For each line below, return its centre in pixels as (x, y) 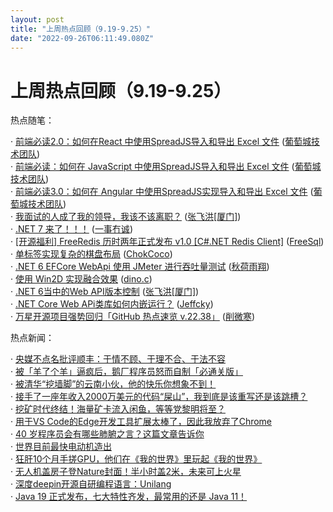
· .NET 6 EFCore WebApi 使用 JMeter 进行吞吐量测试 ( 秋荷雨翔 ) (140, 267)
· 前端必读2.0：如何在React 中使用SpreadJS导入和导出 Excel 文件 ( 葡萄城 (161, 142)
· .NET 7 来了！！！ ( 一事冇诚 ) (71, 229)
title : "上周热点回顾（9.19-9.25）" (81, 29)
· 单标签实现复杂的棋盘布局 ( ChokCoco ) (91, 254)
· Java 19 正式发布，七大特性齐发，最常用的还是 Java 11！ (129, 497)
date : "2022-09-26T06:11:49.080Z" (82, 38)
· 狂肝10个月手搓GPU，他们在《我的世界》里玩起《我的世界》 (136, 459)
